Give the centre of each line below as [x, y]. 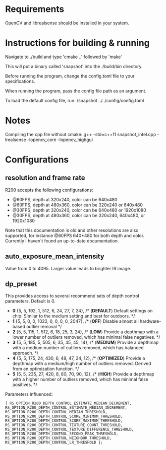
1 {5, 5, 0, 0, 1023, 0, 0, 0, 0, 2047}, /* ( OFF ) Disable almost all [75, 321]
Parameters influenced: [29, 394]
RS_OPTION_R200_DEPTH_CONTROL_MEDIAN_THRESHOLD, [56, 412]
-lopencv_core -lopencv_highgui [60, 140]
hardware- [150, 321]
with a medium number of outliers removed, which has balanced [78, 348]
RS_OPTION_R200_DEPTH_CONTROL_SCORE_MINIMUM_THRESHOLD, [64, 416]
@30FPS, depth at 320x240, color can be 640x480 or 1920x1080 [79, 210]
